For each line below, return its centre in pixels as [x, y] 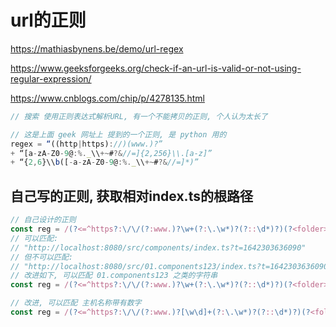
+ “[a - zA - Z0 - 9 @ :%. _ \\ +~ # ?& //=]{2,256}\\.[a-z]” [111, 153]
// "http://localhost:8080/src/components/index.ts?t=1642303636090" [158, 247]
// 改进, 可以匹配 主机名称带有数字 [76, 303]
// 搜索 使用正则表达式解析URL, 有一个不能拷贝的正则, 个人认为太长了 [139, 116]
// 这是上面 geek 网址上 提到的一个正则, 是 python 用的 [118, 134]
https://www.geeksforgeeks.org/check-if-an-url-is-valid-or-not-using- [156, 68]
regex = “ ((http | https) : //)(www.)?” [86, 144]
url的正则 [48, 20]
